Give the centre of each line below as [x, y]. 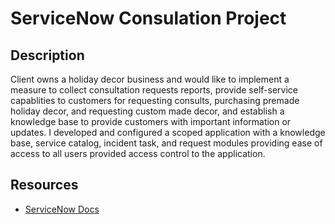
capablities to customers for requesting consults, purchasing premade [155, 100]
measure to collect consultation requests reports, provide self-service [154, 90]
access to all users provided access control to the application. [138, 153]
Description [47, 55]
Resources [44, 185]
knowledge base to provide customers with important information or [151, 121]
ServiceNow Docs [62, 209]
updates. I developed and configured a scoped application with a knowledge [168, 132]
